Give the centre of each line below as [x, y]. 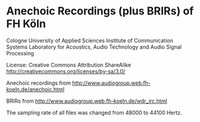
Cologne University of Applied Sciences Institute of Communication [90, 40]
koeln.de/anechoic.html [35, 89]
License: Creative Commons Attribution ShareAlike [69, 65]
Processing [20, 53]
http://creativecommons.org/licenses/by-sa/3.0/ [66, 71]
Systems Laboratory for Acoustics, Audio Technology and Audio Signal [94, 47]
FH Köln [26, 24]
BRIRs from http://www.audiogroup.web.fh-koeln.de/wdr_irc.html [87, 101]
